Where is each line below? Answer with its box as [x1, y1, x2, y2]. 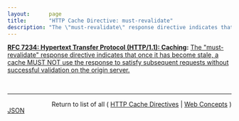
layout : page [7, 10, 62, 18]
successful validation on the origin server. [7, 65, 130, 75]
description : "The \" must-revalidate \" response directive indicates [7, 23, 218, 31]
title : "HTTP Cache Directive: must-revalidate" [7, 17, 174, 24]
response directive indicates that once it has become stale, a [40, 51, 219, 59]
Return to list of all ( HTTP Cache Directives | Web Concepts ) [51, 100, 232, 109]
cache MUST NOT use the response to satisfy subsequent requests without [7, 58, 229, 67]
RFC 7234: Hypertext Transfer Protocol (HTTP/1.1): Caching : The [7, 43, 203, 52]
